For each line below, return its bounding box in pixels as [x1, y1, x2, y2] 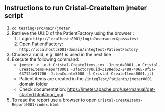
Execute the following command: [11, 56, 79, 62]
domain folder [19, 81, 48, 87]
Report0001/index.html [11, 102, 59, 107]
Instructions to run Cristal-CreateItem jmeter [4, 4, 147, 12]
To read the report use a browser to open [11, 97, 97, 103]
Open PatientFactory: [19, 41, 63, 47]
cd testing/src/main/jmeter [11, 26, 70, 31]
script [4, 12, 23, 20]
